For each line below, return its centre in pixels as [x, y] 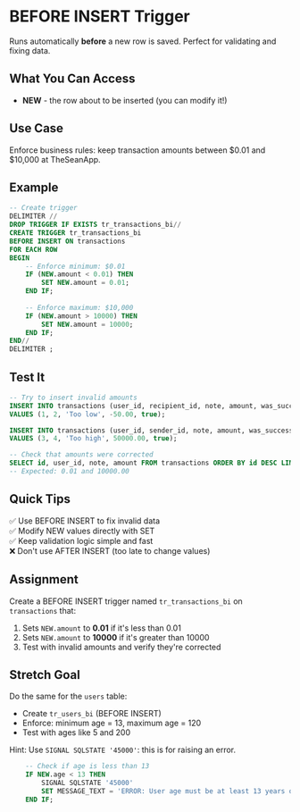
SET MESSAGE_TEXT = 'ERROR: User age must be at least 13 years [163, 791]
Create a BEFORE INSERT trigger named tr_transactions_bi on [126, 601]
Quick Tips [40, 499]
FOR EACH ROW [33, 249]
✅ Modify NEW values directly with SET [82, 531]
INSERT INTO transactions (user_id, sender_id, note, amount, [127, 431]
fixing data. [30, 50]
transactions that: [43, 610]
